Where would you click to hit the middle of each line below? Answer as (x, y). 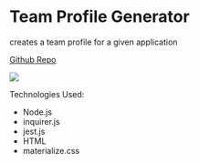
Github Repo (33, 59)
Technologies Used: (47, 94)
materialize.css (51, 150)
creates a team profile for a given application (94, 42)
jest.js (34, 131)
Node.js (37, 112)
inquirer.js (42, 121)
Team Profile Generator (99, 17)
